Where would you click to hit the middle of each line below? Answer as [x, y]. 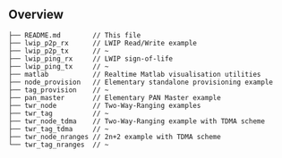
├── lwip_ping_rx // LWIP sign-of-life [91, 58]
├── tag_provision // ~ [59, 90]
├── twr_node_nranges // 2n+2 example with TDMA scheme [115, 137]
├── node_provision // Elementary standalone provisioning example [141, 82]
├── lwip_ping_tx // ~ [59, 66]
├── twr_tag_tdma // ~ [59, 129]
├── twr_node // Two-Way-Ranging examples [105, 105]
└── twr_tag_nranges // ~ [59, 145]
